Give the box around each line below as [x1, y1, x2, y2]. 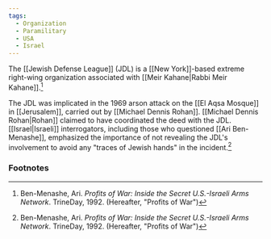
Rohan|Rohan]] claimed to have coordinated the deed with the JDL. [8, 115, 232, 125]
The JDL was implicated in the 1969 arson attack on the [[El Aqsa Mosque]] [8, 98, 260, 107]
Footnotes [8, 162, 50, 174]
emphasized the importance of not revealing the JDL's [48, 132, 228, 142]
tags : [8, 11, 27, 20]
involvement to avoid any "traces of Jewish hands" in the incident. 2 [8, 140, 232, 152]
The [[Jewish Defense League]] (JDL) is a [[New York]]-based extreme [8, 64, 245, 73]
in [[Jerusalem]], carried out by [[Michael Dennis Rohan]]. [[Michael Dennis [8, 107, 259, 116]
